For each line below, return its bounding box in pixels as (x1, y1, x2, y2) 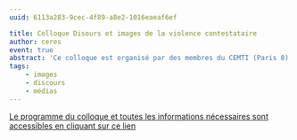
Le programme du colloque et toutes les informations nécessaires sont (9, 111, 269, 121)
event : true (9, 45, 54, 54)
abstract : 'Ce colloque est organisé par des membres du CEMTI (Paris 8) (9, 54, 290, 63)
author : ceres (9, 37, 62, 46)
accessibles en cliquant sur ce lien (9, 121, 136, 131)
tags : (9, 62, 29, 71)
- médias (25, 86, 58, 96)
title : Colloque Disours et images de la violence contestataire (9, 28, 257, 38)
